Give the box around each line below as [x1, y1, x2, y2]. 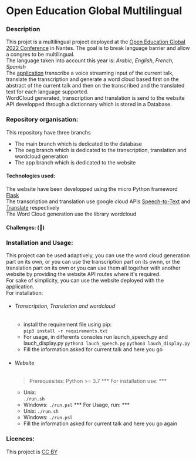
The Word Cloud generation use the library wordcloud [6, 210, 137, 217]
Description [6, 25, 40, 33]
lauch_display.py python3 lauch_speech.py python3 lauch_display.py [23, 339, 190, 347]
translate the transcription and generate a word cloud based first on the [6, 76, 179, 83]
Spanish [6, 63, 26, 70]
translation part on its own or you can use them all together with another [6, 264, 181, 271]
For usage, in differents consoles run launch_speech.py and [23, 334, 168, 341]
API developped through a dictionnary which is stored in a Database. [6, 101, 172, 108]
